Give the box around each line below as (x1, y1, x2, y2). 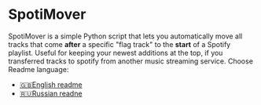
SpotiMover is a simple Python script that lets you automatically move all (8, 31, 243, 41)
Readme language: (8, 64, 69, 74)
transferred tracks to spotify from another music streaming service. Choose (8, 56, 254, 66)
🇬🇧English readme (19, 80, 83, 89)
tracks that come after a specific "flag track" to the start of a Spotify (8, 39, 231, 49)
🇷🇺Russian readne (19, 89, 83, 98)
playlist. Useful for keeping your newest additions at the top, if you (8, 48, 223, 57)
